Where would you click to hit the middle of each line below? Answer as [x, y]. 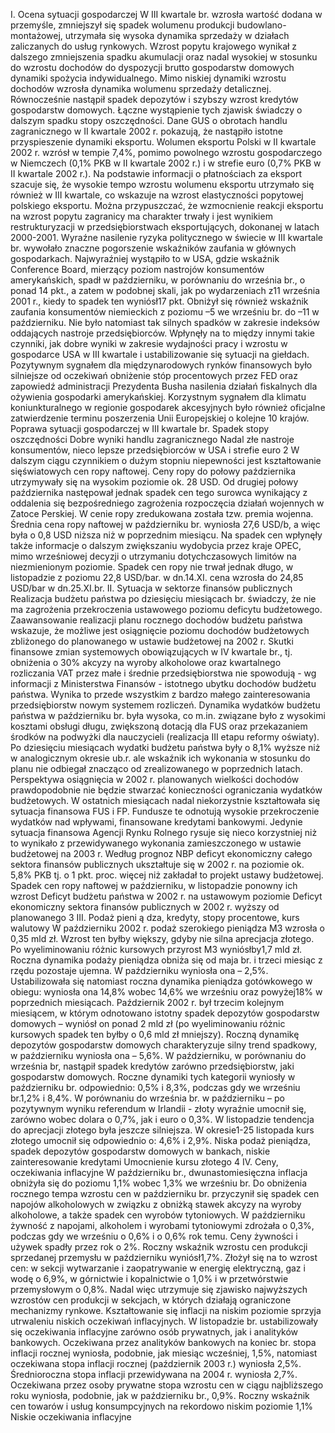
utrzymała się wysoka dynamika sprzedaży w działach [177, 35]
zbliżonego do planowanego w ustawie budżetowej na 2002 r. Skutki [152, 641]
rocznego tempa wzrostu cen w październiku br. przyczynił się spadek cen [165, 1193]
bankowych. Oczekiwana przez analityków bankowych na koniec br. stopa [163, 1342]
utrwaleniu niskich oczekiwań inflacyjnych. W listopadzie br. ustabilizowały [164, 1321]
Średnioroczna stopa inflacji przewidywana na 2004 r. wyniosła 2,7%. [154, 1374]
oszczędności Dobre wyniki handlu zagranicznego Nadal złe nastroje [152, 439]
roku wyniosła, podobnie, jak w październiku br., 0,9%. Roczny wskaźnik [160, 1395]
